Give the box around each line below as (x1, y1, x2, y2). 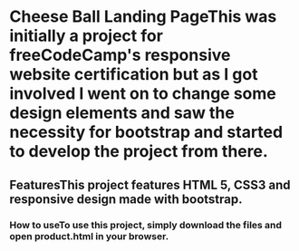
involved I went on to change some (9, 83, 276, 104)
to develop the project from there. (9, 141, 269, 162)
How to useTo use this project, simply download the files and (9, 218, 283, 231)
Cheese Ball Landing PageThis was (9, 6, 277, 27)
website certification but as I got (9, 64, 258, 85)
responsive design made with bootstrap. (9, 191, 243, 207)
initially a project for (9, 25, 163, 46)
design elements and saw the (9, 102, 236, 123)
